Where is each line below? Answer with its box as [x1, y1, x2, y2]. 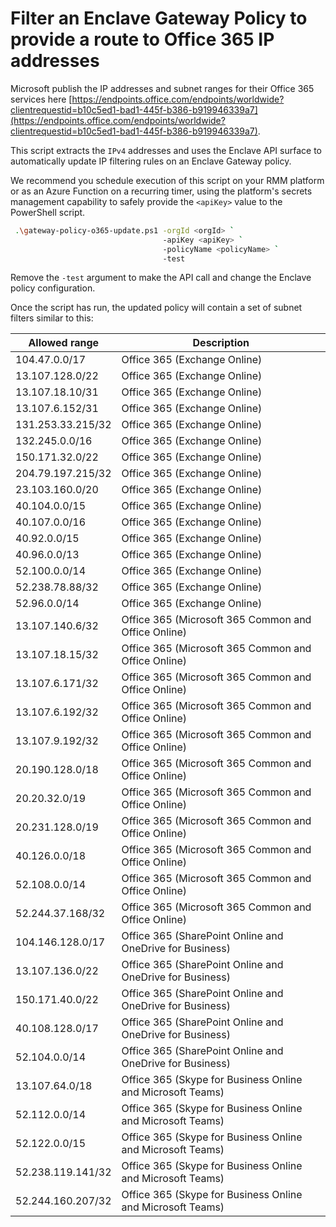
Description [192, 336, 250, 350]
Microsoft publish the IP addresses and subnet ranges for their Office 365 [10, 82, 315, 94]
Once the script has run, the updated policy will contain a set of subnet [10, 302, 303, 314]
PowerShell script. [10, 206, 86, 218]
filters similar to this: [10, 312, 94, 324]
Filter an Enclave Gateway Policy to [10, 7, 308, 30]
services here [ [10, 93, 73, 105]
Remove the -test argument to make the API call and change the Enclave [10, 272, 312, 284]
